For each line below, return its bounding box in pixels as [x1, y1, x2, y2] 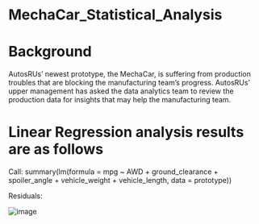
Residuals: [8, 191, 43, 201]
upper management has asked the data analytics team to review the [8, 86, 234, 96]
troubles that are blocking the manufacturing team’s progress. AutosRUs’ [8, 78, 250, 88]
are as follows [8, 140, 104, 159]
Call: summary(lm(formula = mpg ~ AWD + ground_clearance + [8, 167, 219, 176]
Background [8, 43, 92, 61]
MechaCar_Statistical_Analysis [8, 6, 223, 24]
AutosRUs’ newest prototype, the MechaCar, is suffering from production [8, 69, 252, 79]
